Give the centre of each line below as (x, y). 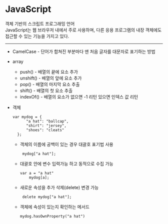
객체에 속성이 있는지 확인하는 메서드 (55, 206)
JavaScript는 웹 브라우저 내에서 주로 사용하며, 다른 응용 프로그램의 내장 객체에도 (83, 30)
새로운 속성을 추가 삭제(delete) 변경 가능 (59, 187)
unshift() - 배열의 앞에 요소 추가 (51, 78)
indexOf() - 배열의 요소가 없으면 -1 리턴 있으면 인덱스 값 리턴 (79, 96)
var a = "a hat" (37, 173)
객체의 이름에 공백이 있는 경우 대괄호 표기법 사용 (66, 144)
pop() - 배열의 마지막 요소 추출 (50, 84)
